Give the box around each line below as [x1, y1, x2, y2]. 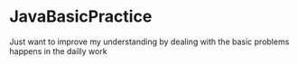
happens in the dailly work [9, 45, 107, 56]
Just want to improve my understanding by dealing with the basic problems [9, 36, 290, 47]
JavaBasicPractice [9, 6, 153, 27]
